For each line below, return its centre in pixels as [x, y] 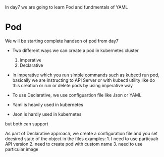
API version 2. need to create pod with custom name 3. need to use [74, 144]
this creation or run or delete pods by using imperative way [72, 85]
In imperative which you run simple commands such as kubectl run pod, [86, 75]
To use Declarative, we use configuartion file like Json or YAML [77, 95]
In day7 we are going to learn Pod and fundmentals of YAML [67, 7]
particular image [22, 149]
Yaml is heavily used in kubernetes [48, 105]
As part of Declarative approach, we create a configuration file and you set [81, 133]
